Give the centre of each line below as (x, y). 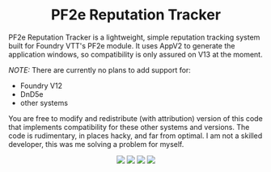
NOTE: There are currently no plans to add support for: (100, 69)
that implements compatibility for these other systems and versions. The (129, 127)
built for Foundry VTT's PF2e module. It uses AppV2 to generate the (122, 45)
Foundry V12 (41, 86)
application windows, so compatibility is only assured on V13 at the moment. (135, 54)
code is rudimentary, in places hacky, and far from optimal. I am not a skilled (135, 136)
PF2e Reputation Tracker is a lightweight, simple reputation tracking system (134, 37)
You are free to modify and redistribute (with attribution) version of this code (135, 118)
